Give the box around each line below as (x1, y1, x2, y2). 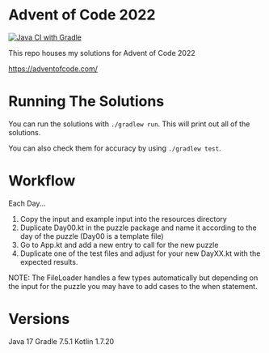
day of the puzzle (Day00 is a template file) (19, 231, 164, 240)
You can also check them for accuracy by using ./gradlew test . (8, 143, 221, 153)
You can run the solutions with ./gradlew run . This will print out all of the (8, 119, 250, 129)
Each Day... (8, 198, 46, 208)
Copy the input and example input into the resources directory (19, 214, 228, 223)
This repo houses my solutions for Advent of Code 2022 (8, 48, 195, 57)
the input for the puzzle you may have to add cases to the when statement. (8, 281, 258, 291)
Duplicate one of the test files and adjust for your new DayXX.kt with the (19, 249, 261, 258)
